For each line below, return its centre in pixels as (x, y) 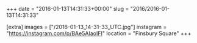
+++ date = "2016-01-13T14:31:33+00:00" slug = (68, 9)
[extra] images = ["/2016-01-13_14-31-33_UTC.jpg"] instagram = (87, 27)
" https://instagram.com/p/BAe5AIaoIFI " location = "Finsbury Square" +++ (99, 33)
